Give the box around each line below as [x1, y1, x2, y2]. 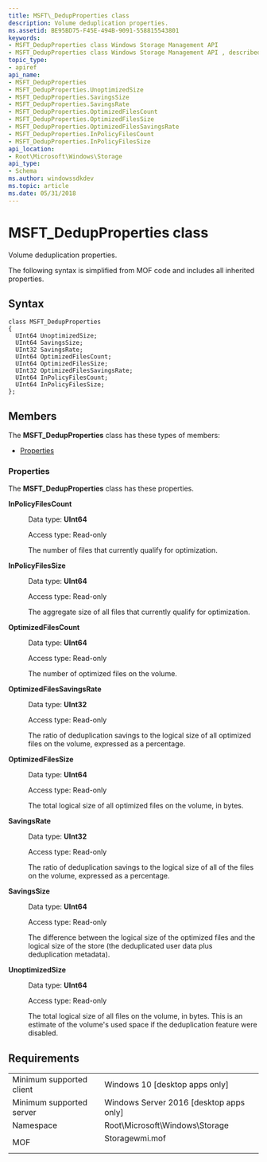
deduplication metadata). [28, 949, 110, 960]
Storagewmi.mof [104, 1133, 167, 1144]
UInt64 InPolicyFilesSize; [15, 381, 105, 389]
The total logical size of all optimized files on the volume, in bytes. [28, 801, 244, 811]
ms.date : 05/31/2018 [8, 189, 77, 198]
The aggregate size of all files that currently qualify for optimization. [28, 607, 250, 617]
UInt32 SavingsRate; [15, 346, 83, 354]
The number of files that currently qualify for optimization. [28, 546, 219, 555]
